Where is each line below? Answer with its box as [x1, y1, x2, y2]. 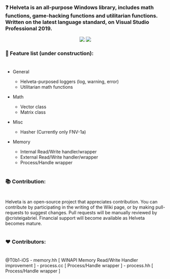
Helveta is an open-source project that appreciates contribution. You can [5, 198, 158, 205]
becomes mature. [5, 220, 42, 226]
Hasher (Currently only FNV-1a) [20, 129, 86, 135]
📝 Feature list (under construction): [5, 50, 94, 57]
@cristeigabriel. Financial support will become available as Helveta [5, 215, 145, 221]
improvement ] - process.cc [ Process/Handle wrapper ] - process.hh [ [5, 263, 153, 269]
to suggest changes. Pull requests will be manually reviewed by [24, 209, 157, 215]
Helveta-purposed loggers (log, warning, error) [20, 79, 119, 85]
